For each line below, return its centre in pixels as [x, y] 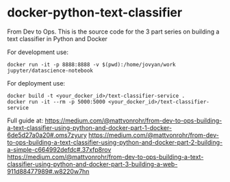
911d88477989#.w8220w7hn [48, 171]
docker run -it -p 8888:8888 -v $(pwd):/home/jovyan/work [91, 64]
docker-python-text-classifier [95, 13]
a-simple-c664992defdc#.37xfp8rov [59, 149]
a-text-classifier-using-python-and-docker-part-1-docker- [90, 127]
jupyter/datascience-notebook [50, 70]
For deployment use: [36, 83]
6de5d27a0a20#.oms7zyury [47, 135]
